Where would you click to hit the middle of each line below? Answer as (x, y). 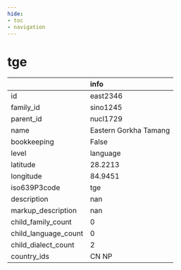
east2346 (106, 96)
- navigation (26, 27)
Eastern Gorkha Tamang (130, 130)
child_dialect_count (43, 245)
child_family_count (41, 222)
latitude (23, 165)
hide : (15, 14)
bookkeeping (32, 142)
